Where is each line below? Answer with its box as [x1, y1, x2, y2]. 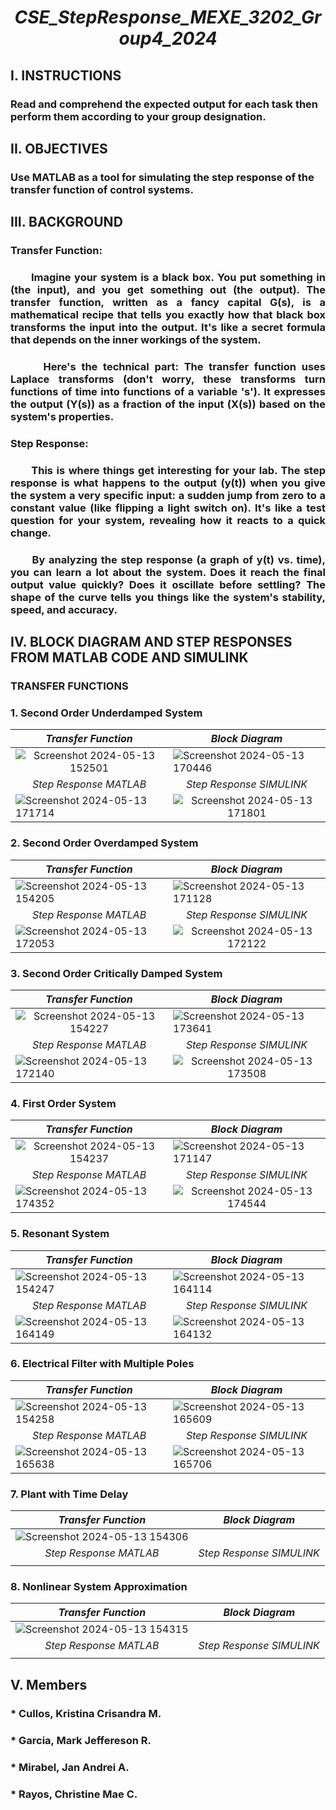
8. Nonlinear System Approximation [10, 1580, 188, 1594]
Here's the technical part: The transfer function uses [43, 359, 326, 373]
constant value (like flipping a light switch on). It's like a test [10, 501, 326, 515]
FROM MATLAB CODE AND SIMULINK [10, 649, 249, 666]
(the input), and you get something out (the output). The [10, 283, 326, 297]
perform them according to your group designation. [10, 109, 267, 123]
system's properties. [10, 409, 115, 423]
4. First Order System [10, 1096, 117, 1110]
